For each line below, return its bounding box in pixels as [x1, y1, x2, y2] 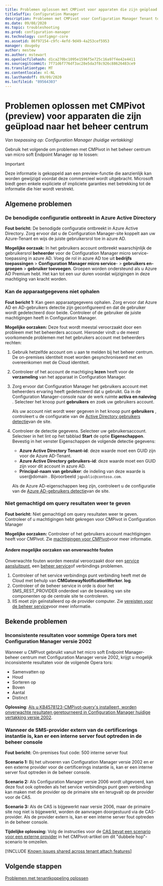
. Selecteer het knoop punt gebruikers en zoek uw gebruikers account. [12, 399, 154, 404]
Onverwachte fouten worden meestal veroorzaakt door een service [5, 558, 139, 564]
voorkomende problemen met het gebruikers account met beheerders [5, 334, 145, 340]
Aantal [12, 689, 25, 695]
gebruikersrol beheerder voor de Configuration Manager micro [5, 251, 131, 256]
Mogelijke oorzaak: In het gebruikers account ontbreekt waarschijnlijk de [5, 245, 152, 251]
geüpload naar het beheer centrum [5, 121, 149, 132]
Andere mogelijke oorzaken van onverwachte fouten [5, 547, 113, 553]
